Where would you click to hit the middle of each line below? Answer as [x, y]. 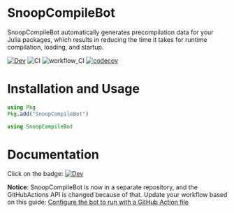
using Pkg [22, 107]
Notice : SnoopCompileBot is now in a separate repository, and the [102, 187]
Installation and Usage [73, 89]
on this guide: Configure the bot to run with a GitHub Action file [98, 202]
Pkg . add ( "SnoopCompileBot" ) [48, 114]
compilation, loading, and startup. [56, 47]
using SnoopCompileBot [40, 126]
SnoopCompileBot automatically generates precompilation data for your [111, 32]
